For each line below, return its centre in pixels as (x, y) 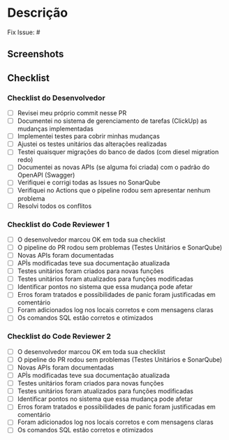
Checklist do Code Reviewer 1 (59, 224)
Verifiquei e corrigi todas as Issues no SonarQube (89, 182)
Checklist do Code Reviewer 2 (59, 337)
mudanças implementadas (56, 129)
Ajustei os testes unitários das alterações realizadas (92, 144)
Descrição (38, 13)
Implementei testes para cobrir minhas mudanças (89, 136)
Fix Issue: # (24, 32)
